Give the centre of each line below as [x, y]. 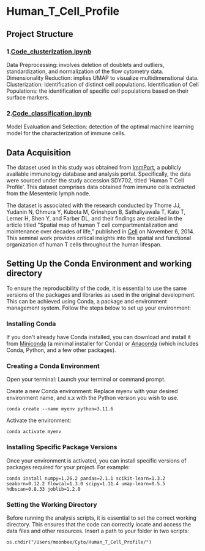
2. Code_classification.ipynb [49, 113]
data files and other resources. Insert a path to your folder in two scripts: [98, 531]
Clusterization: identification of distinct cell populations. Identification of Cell [102, 84]
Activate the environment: [39, 420]
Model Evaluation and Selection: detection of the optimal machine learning [100, 127]
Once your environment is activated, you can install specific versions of [96, 460]
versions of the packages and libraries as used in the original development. [101, 295]
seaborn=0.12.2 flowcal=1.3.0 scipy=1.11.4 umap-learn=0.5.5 [86, 483]
